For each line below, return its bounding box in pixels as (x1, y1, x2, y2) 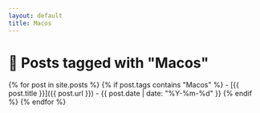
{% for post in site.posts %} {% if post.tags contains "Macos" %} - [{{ (8, 80, 239, 90)
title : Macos (8, 19, 52, 27)
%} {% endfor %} (8, 97, 67, 107)
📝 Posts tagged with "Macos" (8, 54, 209, 72)
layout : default (8, 11, 63, 20)
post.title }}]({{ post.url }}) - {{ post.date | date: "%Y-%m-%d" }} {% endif (8, 89, 253, 99)
